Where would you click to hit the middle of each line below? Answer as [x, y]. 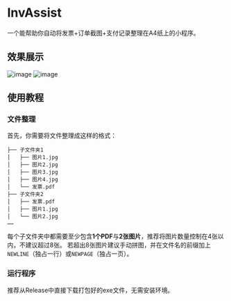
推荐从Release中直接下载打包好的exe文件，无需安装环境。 [91, 290]
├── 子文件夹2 [25, 195]
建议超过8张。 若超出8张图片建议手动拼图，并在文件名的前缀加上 [118, 245]
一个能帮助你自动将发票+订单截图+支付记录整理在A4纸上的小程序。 [103, 33]
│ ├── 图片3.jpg [33, 172]
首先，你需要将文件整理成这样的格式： [62, 136]
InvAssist [35, 13]
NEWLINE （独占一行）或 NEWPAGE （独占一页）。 [70, 254]
